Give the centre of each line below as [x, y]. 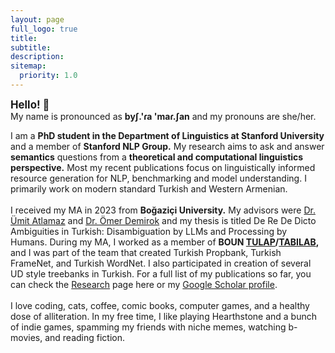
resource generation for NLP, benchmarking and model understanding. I [158, 178]
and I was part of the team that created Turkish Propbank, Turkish [146, 252]
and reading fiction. [85, 337]
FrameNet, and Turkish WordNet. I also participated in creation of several [161, 263]
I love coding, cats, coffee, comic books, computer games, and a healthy [160, 305]
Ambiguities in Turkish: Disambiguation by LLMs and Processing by [149, 231]
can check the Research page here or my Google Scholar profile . [144, 284]
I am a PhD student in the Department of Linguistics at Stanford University [167, 135]
